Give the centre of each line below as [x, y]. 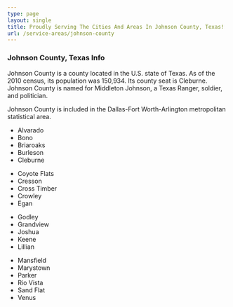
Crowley [29, 196]
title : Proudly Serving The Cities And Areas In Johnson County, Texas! [116, 27]
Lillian [26, 247]
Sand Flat [31, 290]
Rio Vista [30, 282]
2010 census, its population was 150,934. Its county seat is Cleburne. [107, 81]
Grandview [33, 224]
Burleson [31, 152]
